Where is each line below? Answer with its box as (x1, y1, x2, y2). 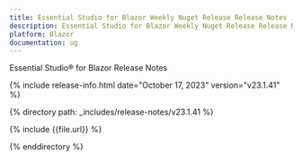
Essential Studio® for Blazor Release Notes (9, 63, 168, 73)
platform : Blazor (9, 30, 75, 38)
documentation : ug (9, 38, 78, 47)
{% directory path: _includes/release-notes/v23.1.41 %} (9, 106, 214, 117)
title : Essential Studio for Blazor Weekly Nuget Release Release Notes (9, 13, 288, 22)
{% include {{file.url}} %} (9, 124, 102, 135)
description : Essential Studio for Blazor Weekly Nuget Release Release (9, 21, 288, 30)
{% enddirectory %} (9, 141, 84, 152)
